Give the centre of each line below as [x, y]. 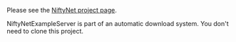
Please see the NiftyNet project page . [62, 10]
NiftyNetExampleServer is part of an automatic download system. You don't [118, 23]
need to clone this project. [45, 31]
